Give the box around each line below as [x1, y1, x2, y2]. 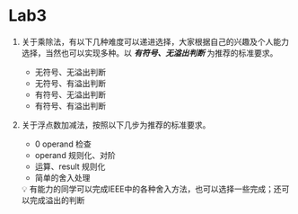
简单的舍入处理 [34, 172, 91, 183]
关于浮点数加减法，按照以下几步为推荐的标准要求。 [21, 119, 211, 130]
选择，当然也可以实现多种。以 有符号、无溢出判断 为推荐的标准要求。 [21, 47, 278, 58]
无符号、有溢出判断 [34, 77, 107, 88]
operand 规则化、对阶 [34, 149, 116, 160]
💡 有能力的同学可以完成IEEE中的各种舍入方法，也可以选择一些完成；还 [21, 183, 282, 194]
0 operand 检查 [34, 138, 92, 149]
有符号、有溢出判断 [34, 100, 107, 111]
